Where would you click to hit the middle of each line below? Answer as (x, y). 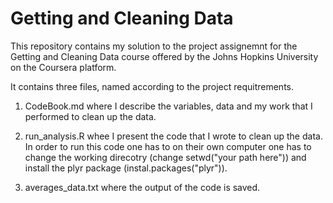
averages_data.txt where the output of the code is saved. (142, 187)
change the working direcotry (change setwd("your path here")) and (165, 157)
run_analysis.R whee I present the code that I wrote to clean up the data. (173, 136)
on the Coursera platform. (63, 67)
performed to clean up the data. (90, 116)
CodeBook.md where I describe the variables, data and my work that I (168, 106)
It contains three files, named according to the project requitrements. (152, 86)
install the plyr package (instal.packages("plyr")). (126, 168)
